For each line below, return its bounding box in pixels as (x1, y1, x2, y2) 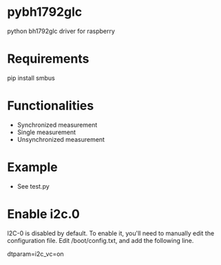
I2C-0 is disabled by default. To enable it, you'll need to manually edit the (7, 229, 215, 237)
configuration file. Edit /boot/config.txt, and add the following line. (7, 236, 194, 244)
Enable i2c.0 (7, 206, 81, 222)
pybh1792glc (7, 4, 83, 20)
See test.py (17, 182, 50, 190)
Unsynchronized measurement (17, 135, 105, 143)
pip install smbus (7, 74, 55, 82)
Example (7, 160, 58, 175)
